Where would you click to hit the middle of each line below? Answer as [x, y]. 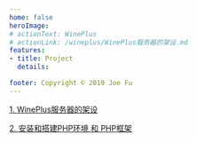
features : [28, 51]
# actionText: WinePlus [53, 34]
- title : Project [41, 59]
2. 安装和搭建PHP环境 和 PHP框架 [71, 128]
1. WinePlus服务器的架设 [54, 109]
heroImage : [29, 26]
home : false [31, 17]
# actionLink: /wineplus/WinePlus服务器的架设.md [98, 42]
